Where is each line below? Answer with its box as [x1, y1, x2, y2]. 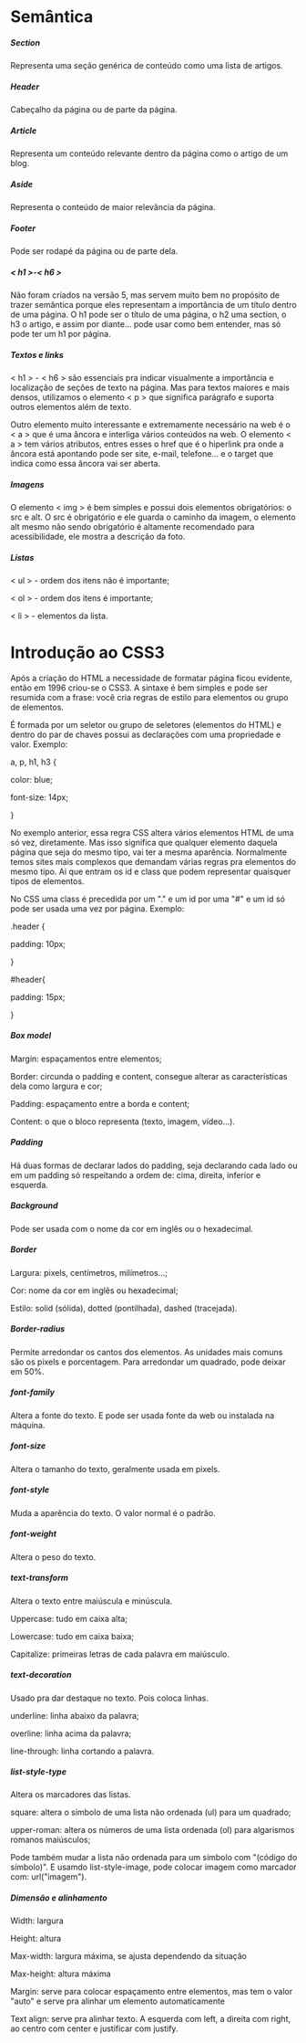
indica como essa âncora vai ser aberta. [10, 458, 161, 469]
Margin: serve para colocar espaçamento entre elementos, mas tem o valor [10, 1986, 293, 1997]
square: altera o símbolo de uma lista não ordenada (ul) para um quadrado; [10, 1806, 291, 1818]
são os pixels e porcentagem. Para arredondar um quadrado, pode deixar [10, 1356, 286, 1367]
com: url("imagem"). [10, 1871, 87, 1882]
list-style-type [10, 1766, 67, 1777]
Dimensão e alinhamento [10, 1892, 107, 1903]
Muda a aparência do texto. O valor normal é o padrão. [10, 1507, 217, 1518]
